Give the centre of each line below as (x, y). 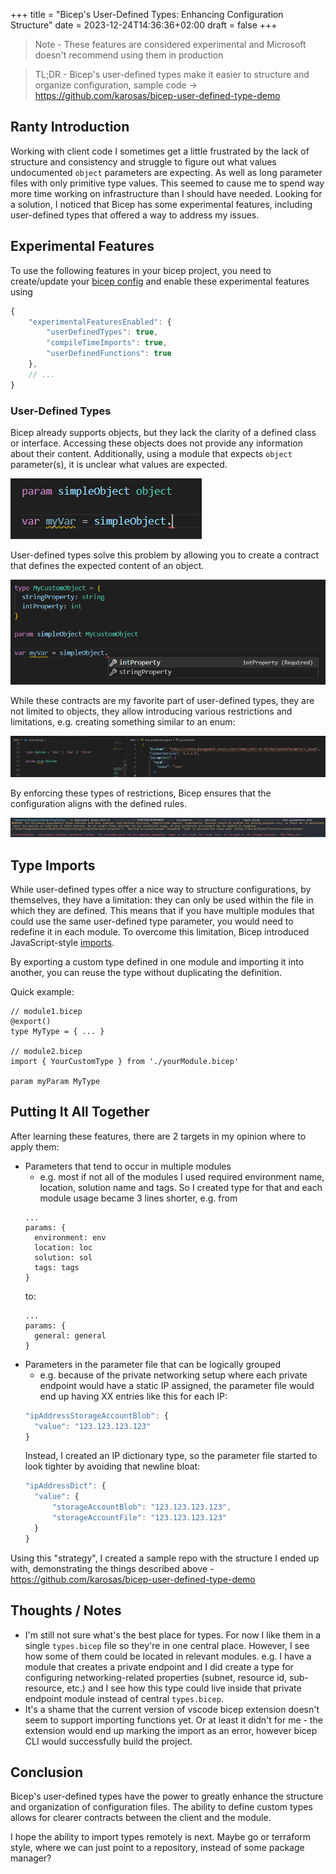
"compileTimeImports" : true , (107, 343)
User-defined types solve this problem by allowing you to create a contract (165, 555)
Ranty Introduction (70, 127)
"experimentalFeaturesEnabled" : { (100, 322)
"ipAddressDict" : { (65, 1486)
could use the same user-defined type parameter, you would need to (152, 921)
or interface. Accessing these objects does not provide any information (157, 443)
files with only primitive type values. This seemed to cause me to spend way (167, 183)
